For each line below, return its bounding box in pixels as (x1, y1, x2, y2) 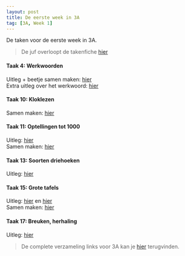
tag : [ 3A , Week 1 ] (6, 20, 53, 26)
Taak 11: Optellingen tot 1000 (6, 123, 80, 130)
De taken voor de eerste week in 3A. (6, 37, 97, 44)
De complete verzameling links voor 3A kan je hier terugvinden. (21, 243, 180, 250)
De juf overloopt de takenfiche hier (21, 48, 108, 56)
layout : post (6, 8, 39, 15)
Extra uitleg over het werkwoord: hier (6, 82, 99, 89)
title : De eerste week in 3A (6, 14, 80, 21)
